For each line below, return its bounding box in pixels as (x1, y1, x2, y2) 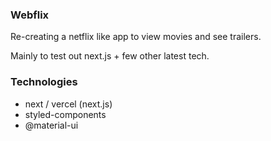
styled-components (24, 108, 107, 120)
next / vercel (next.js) (24, 98, 113, 110)
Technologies (10, 75, 78, 89)
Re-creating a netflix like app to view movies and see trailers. (10, 31, 262, 43)
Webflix (10, 8, 50, 22)
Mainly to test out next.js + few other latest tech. (10, 50, 210, 62)
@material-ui (24, 119, 79, 131)
